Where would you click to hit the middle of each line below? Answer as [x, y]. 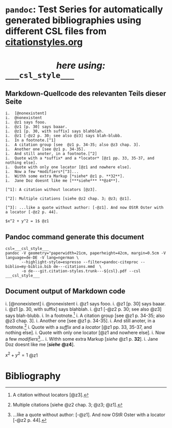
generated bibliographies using [73, 20]
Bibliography [33, 376]
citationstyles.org [44, 42]
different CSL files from [56, 31]
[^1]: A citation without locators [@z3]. [51, 190]
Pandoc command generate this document [75, 237]
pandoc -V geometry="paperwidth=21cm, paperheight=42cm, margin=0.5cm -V [86, 253]
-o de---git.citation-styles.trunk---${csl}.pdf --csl [81, 271]
